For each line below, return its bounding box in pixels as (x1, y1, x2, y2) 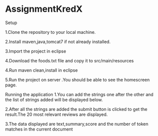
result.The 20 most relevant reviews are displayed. (5, 111, 108, 117)
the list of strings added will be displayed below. (5, 97, 103, 103)
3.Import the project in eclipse (5, 48, 67, 54)
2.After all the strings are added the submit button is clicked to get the (5, 106, 148, 112)
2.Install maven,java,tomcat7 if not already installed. (5, 38, 111, 45)
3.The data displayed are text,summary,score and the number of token (5, 121, 149, 127)
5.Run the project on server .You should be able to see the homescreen (5, 77, 150, 82)
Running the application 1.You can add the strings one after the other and (5, 91, 154, 97)
